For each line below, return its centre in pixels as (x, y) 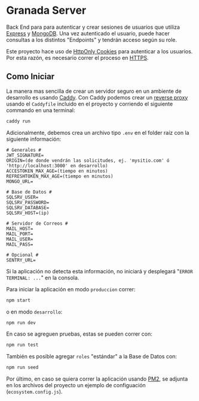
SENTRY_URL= (21, 260)
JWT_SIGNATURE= (25, 155)
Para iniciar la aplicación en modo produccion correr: (71, 289)
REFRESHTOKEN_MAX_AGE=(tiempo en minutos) (60, 176)
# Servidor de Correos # (37, 223)
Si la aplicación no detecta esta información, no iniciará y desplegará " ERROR (99, 271)
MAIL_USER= (20, 239)
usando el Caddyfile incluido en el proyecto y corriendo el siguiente (90, 104)
